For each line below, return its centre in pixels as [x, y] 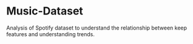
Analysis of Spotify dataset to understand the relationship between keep [96, 28]
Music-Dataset [45, 11]
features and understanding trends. [51, 34]
